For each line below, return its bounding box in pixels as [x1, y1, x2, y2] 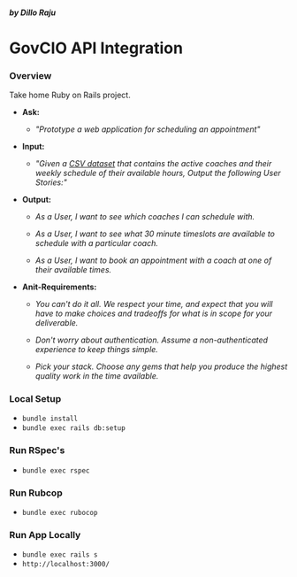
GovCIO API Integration [9, 38, 184, 58]
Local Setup [9, 393, 62, 404]
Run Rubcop [9, 487, 64, 499]
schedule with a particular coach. [34, 238, 159, 249]
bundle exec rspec [21, 465, 90, 475]
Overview [9, 69, 52, 81]
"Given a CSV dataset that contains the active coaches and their [34, 158, 272, 169]
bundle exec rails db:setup [21, 424, 126, 433]
